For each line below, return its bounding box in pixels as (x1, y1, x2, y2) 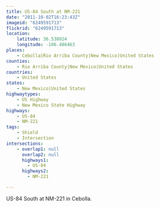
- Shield (17, 130, 38, 136)
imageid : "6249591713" (6, 20, 62, 25)
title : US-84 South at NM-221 (6, 8, 81, 15)
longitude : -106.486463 (17, 42, 76, 48)
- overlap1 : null (17, 146, 60, 152)
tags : (6, 124, 19, 130)
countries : (6, 69, 33, 75)
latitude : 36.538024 (17, 36, 67, 42)
